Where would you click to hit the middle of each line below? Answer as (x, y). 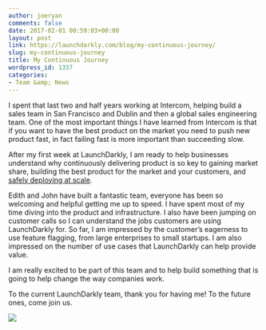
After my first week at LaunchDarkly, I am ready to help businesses (119, 154)
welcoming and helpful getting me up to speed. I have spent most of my (127, 203)
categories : (28, 75)
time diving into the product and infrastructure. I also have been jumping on (133, 212)
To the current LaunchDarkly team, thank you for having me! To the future (130, 294)
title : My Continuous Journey (59, 61)
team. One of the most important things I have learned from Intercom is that (133, 122)
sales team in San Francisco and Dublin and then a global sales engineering (133, 113)
